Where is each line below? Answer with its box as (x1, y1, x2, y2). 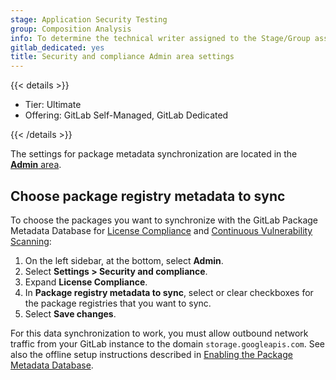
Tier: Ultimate (24, 99, 82, 111)
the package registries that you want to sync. (24, 297, 212, 309)
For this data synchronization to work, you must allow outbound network (10, 327, 309, 339)
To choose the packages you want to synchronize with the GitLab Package (10, 214, 318, 226)
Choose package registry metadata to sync (10, 187, 286, 205)
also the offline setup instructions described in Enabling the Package (10, 348, 293, 360)
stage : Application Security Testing (10, 14, 168, 25)
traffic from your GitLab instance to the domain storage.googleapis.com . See (10, 337, 325, 350)
